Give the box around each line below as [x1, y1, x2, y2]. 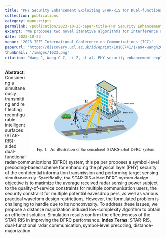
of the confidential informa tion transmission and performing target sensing [5, 169, 158, 176]
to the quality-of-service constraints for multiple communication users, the [5, 185, 157, 191]
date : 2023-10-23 [5, 34, 41, 39]
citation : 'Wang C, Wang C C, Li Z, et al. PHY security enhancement [5, 55, 152, 60]
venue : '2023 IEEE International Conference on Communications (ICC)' [5, 40, 154, 45]
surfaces [5, 127, 23, 133]
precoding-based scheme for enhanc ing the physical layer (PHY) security [5, 164, 157, 170]
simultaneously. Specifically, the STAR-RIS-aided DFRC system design [5, 175, 149, 180]
